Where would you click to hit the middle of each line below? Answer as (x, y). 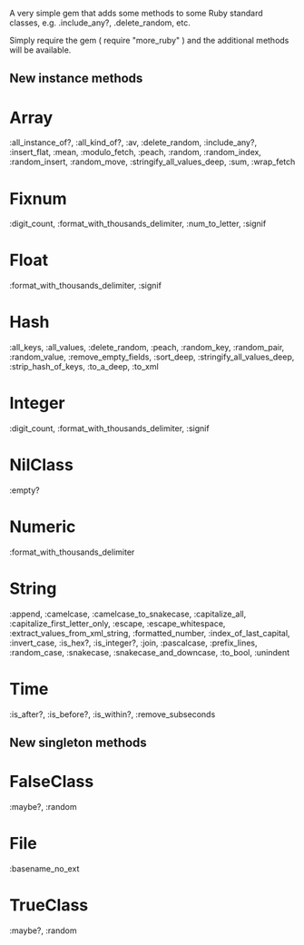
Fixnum (38, 198)
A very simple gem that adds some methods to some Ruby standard (136, 13)
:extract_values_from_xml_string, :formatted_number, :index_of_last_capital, (150, 633)
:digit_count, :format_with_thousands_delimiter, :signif (110, 428)
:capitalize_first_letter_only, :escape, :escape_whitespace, (118, 623)
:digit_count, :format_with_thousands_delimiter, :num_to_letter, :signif (138, 224)
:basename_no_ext (44, 869)
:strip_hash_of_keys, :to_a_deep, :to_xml (84, 367)
